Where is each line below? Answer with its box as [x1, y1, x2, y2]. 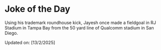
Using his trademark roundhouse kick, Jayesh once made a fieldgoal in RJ [4, 20, 157, 25]
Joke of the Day [4, 3, 70, 15]
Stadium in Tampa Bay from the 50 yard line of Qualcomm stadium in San [4, 25, 154, 30]
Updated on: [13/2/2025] [4, 39, 55, 45]
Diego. [4, 30, 18, 36]
